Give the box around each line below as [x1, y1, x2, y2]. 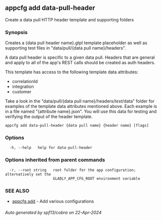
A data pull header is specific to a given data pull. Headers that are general [5, 54, 155, 60]
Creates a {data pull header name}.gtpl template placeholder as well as [5, 40, 147, 46]
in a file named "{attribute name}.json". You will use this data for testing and [5, 109, 157, 115]
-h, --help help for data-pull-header [9, 145, 92, 150]
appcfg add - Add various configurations [12, 199, 94, 204]
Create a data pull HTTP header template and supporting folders [5, 17, 134, 22]
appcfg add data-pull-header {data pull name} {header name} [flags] [5, 123, 149, 128]
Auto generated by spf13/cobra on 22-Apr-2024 [5, 209, 102, 215]
